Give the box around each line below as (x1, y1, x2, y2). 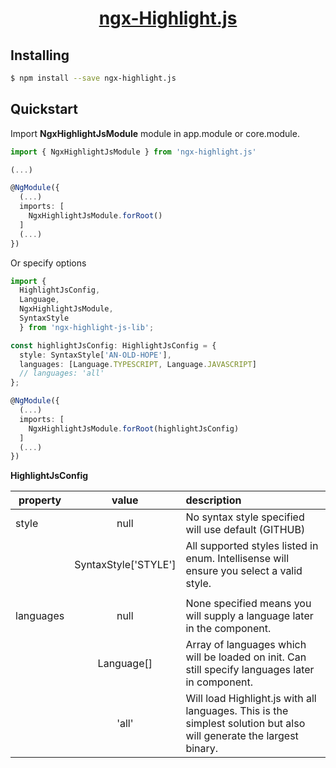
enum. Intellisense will (185, 552, 290, 566)
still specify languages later (185, 663, 315, 677)
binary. (185, 742, 219, 756)
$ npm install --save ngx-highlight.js (10, 73, 177, 83)
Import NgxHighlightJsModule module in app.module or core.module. (10, 127, 300, 139)
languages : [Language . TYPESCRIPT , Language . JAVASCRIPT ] (19, 359, 257, 369)
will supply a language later (185, 609, 314, 623)
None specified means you (185, 597, 312, 611)
